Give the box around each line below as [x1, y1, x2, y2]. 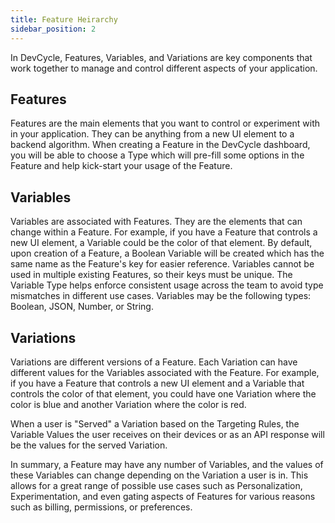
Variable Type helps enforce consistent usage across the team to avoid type [10, 279, 324, 291]
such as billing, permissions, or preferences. [10, 501, 193, 513]
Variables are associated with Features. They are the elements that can [10, 216, 303, 228]
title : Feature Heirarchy [10, 14, 118, 25]
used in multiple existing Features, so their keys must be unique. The [10, 269, 293, 281]
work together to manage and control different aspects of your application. [10, 62, 318, 74]
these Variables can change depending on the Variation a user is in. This [10, 469, 309, 481]
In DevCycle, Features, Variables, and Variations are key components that [10, 51, 313, 63]
